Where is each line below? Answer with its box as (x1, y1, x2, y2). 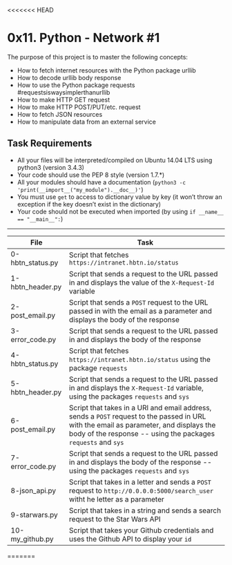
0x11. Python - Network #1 (7, 30, 160, 46)
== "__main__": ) (17, 214, 64, 223)
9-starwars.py (10, 510, 58, 519)
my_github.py (10, 534, 54, 544)
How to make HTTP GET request (17, 95, 110, 104)
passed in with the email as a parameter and (68, 306, 213, 316)
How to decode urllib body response (17, 73, 122, 82)
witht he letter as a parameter (68, 494, 164, 504)
